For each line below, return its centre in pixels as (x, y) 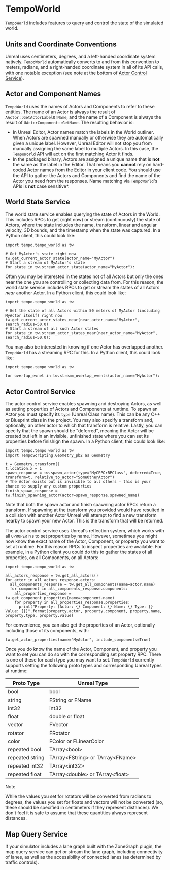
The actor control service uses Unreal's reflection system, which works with (85, 531)
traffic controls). (22, 862)
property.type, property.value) (39, 616)
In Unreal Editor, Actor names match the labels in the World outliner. (83, 132)
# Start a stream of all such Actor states (52, 329)
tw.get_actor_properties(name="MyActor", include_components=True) (78, 640)
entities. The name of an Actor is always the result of (60, 112)
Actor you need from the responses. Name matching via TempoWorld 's (85, 181)
